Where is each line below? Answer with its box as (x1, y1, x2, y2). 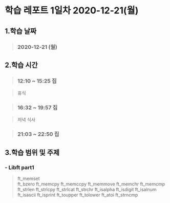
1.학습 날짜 (5, 27, 37, 35)
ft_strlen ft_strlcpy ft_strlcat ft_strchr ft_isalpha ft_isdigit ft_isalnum (17, 187, 157, 193)
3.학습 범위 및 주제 (5, 148, 60, 157)
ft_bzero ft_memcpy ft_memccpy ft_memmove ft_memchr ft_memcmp (17, 181, 165, 187)
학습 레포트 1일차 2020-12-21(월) (5, 5, 139, 16)
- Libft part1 (5, 164, 34, 171)
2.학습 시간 (5, 60, 38, 69)
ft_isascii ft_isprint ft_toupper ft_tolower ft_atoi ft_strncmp (17, 192, 138, 198)
